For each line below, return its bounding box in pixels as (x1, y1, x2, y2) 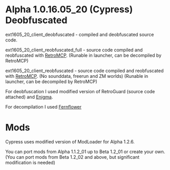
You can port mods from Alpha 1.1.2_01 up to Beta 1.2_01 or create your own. (5, 148, 165, 155)
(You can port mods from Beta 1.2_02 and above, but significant (5, 154, 140, 160)
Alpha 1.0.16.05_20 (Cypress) (5, 4, 133, 15)
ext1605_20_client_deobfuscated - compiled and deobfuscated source (5, 31, 154, 37)
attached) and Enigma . (5, 94, 53, 100)
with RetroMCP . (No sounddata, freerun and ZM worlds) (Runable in (5, 73, 148, 79)
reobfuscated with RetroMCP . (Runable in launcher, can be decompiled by (5, 52, 162, 58)
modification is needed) (5, 159, 55, 165)
